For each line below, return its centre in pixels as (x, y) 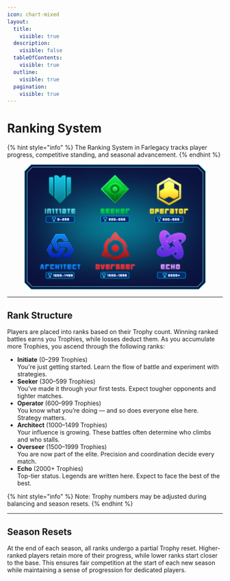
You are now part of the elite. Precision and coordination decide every (116, 454)
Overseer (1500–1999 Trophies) (62, 447)
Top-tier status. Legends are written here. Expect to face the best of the (118, 476)
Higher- (209, 548)
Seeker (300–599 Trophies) (56, 382)
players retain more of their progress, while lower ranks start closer (123, 555)
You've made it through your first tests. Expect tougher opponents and (116, 389)
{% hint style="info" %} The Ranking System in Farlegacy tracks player (107, 148)
